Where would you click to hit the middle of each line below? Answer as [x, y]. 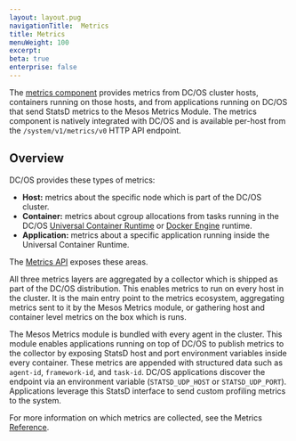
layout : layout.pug [45, 17]
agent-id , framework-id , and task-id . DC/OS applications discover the [137, 372]
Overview [37, 158]
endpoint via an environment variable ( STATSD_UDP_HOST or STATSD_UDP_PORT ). [148, 381]
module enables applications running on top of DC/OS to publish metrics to [147, 343]
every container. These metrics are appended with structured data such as [146, 363]
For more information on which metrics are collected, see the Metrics [136, 417]
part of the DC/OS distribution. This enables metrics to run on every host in [147, 288]
